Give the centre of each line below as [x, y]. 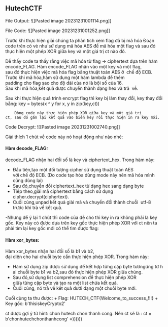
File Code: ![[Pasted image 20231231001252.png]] [58, 31]
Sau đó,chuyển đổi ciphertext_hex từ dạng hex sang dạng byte [78, 186]
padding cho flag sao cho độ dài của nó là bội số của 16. [64, 83]
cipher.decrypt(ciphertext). [41, 197]
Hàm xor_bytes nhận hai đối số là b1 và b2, [50, 251]
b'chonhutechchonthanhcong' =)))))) [44, 319]
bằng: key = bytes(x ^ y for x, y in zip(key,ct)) [53, 104]
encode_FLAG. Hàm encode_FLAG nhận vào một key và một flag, [74, 66]
